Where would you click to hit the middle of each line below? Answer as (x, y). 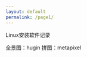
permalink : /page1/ (30, 17)
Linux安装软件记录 (28, 35)
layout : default (26, 12)
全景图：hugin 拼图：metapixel (44, 47)
